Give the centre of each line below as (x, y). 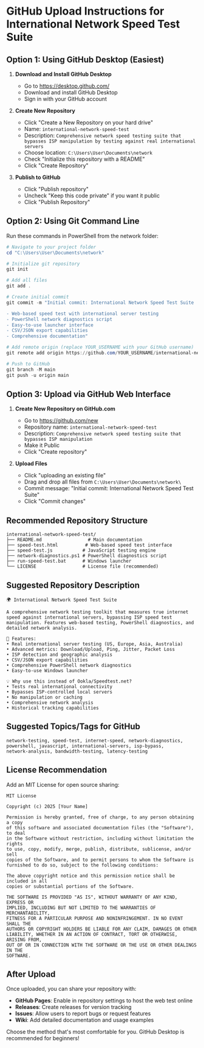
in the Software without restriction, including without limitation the (100, 839)
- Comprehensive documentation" (47, 336)
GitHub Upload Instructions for (85, 11)
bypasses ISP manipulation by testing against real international (110, 141)
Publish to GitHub (38, 177)
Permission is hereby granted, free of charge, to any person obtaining (100, 817)
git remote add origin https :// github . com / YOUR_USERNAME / (81, 353)
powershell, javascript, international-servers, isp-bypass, (85, 746)
